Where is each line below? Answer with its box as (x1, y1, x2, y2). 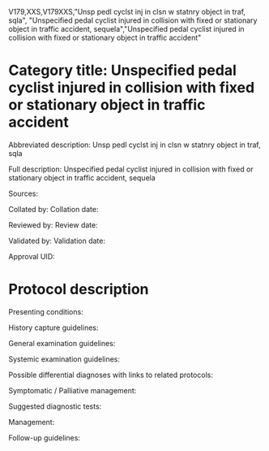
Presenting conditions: (8, 306, 83, 316)
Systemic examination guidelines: (8, 353, 120, 364)
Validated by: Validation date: (8, 236, 105, 245)
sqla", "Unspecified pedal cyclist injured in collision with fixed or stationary (8, 15, 258, 25)
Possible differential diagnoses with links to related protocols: (8, 370, 213, 379)
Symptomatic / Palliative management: (8, 385, 137, 395)
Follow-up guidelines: (8, 432, 81, 442)
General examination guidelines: (8, 338, 116, 348)
